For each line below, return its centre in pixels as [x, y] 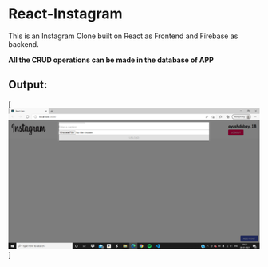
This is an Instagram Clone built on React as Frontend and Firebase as [123, 36]
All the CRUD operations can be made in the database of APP [111, 60]
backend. [24, 44]
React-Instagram [65, 14]
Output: [28, 85]
